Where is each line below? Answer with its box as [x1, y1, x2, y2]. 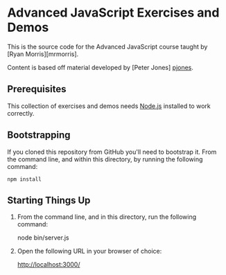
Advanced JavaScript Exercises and [7, 5, 220, 21]
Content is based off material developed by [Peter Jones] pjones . [7, 63, 194, 71]
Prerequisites [7, 83, 67, 95]
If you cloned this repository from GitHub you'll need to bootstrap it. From [7, 148, 217, 156]
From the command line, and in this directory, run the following [17, 213, 197, 221]
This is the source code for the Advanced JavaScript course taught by [7, 42, 208, 51]
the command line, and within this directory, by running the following [7, 154, 203, 163]
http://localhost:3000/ [17, 260, 80, 269]
